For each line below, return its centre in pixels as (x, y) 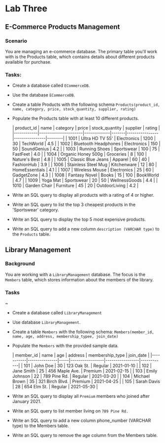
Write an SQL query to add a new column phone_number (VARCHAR (82, 421)
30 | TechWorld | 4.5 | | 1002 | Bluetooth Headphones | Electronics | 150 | (86, 144)
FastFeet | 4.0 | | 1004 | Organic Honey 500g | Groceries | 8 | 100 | (79, 154)
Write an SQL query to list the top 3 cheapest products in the (74, 204)
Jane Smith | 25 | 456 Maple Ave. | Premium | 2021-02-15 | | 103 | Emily (85, 371)
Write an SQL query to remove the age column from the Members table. (85, 435)
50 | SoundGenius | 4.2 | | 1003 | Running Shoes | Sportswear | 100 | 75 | (86, 149)
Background (20, 264)
